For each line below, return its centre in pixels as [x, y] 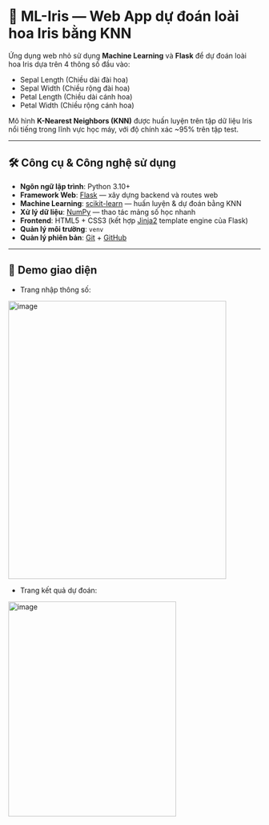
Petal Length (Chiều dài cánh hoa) [76, 96]
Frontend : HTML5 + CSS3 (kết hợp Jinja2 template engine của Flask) [134, 220]
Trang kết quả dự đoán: [58, 590]
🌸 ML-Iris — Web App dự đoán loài [124, 16]
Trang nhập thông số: [55, 289]
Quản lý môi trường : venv [62, 228]
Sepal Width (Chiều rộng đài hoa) [75, 88]
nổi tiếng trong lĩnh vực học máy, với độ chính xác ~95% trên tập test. [123, 129]
